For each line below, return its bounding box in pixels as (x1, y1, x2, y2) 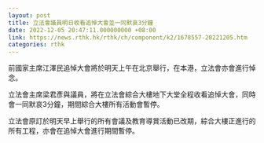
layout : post (8, 11, 51, 20)
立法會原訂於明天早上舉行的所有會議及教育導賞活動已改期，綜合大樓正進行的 (8, 116, 256, 126)
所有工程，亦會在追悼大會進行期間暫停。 (8, 126, 139, 136)
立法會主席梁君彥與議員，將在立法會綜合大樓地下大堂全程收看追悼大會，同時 (8, 90, 256, 99)
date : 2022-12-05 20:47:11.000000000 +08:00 (8, 26, 156, 34)
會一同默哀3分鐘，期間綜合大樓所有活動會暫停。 (8, 100, 164, 109)
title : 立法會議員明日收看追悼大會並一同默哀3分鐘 (8, 19, 154, 27)
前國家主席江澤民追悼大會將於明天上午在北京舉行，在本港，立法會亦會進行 (8, 64, 249, 73)
